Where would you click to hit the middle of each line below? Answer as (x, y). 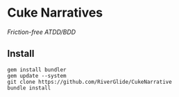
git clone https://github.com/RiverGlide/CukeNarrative (89, 82)
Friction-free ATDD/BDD (42, 32)
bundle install (29, 88)
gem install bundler (37, 70)
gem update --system (37, 76)
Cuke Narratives (55, 13)
